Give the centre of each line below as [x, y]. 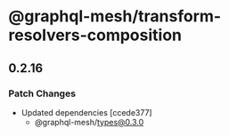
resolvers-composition [95, 35]
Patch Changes [42, 93]
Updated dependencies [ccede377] [86, 112]
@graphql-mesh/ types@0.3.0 [89, 122]
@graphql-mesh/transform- [115, 16]
